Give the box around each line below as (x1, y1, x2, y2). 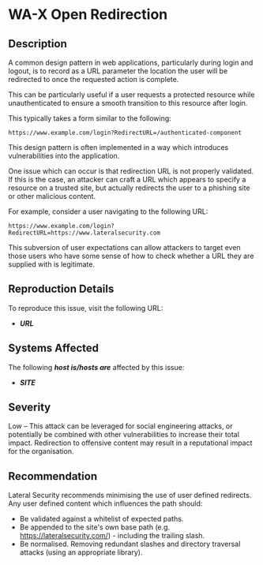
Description (8, 37, 67, 51)
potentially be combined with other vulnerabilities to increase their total (8, 430, 239, 440)
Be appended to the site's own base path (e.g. (19, 522, 171, 532)
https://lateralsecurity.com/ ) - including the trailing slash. (19, 531, 205, 541)
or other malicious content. (8, 192, 96, 200)
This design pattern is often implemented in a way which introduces (8, 143, 229, 152)
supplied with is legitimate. (8, 260, 95, 269)
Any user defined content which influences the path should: (8, 499, 203, 508)
